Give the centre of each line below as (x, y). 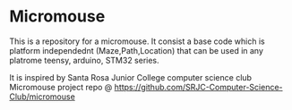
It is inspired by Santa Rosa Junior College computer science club (131, 77)
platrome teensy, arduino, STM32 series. (84, 60)
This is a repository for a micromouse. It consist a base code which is (137, 41)
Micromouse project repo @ (61, 87)
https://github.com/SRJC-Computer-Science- (199, 87)
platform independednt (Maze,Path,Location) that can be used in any (137, 50)
